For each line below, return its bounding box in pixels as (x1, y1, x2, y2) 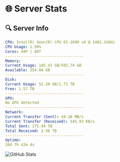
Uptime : (5, 137, 21, 143)
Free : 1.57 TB (5, 86, 35, 91)
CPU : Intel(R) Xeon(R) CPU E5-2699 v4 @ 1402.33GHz (5, 40, 115, 45)
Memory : (5, 58, 21, 63)
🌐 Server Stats (5, 3, 67, 15)
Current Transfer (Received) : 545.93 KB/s (5, 119, 95, 124)
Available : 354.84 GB (5, 68, 50, 73)
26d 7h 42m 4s (5, 142, 35, 147)
